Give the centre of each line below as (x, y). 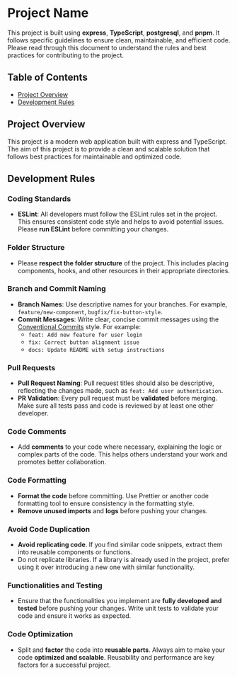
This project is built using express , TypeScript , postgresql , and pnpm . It (114, 33)
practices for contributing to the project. (66, 55)
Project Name (48, 13)
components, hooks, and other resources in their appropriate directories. (123, 270)
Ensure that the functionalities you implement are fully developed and (120, 601)
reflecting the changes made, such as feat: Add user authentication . (120, 391)
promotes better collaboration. (62, 462)
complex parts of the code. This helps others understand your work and (122, 454)
